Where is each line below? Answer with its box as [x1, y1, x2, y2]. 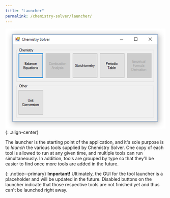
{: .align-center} [5, 129, 39, 135]
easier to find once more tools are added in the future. [5, 161, 119, 167]
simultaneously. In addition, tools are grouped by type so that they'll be [5, 156, 154, 162]
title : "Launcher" [5, 8, 44, 13]
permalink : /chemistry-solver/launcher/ [5, 13, 93, 19]
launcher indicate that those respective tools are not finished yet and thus [5, 182, 160, 188]
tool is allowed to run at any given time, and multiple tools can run [5, 150, 143, 156]
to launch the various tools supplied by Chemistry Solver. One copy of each [5, 144, 164, 151]
